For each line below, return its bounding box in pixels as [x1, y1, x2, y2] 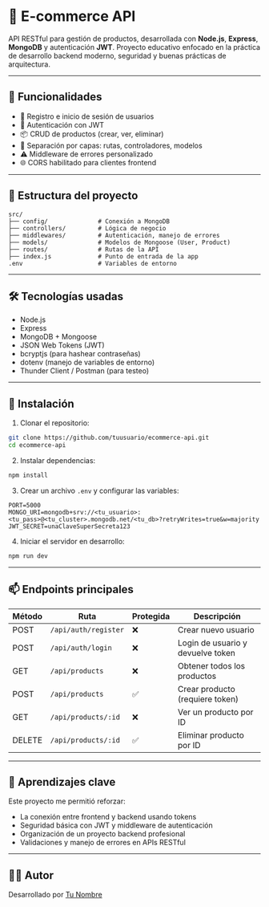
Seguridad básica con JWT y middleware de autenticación [19, 820, 214, 830]
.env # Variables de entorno [8, 259, 178, 267]
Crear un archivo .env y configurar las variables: [19, 486, 179, 495]
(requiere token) [177, 693, 239, 705]
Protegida [131, 610, 171, 621]
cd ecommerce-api [8, 441, 66, 449]
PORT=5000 [8, 501, 42, 509]
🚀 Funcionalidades [8, 90, 102, 104]
